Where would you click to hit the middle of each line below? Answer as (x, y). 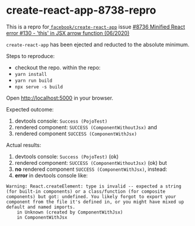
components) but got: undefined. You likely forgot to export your (91, 196)
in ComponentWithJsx (42, 217)
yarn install (31, 74)
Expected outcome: (30, 109)
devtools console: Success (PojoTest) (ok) (67, 156)
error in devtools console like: (51, 175)
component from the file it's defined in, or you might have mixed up (95, 202)
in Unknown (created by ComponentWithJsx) (70, 212)
